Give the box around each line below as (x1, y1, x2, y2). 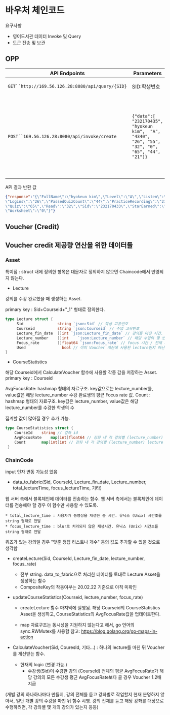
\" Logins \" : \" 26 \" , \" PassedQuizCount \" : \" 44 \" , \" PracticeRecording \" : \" (5, 199, 162, 204)
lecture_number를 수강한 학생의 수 (5, 405, 75, 411)
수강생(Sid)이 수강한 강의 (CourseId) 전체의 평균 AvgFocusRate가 (27, 668, 158, 674)
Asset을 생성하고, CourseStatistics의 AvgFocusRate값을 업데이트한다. (20, 611, 161, 617)
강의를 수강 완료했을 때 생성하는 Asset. (5, 296, 82, 302)
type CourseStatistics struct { (5, 425, 73, 431)
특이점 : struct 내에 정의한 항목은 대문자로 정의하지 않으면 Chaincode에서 (5, 269, 150, 275)
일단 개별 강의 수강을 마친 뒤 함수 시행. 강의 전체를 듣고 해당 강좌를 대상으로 (16, 698, 164, 704)
